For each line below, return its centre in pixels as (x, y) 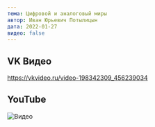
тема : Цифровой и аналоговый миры (57, 14)
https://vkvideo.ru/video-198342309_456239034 (77, 78)
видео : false (26, 33)
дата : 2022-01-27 (32, 26)
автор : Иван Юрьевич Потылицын (52, 20)
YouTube (27, 100)
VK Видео (30, 61)
